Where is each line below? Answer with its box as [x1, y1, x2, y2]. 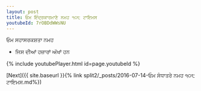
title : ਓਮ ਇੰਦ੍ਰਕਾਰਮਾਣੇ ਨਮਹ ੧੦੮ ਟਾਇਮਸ [6, 14, 98, 20]
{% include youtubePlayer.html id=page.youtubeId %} [6, 60, 141, 68]
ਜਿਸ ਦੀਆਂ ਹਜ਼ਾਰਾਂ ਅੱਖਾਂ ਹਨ [14, 48, 70, 56]
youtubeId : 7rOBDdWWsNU [6, 20, 66, 26]
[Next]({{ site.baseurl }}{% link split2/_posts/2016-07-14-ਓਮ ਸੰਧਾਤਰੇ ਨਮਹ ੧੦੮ [6, 72, 195, 79]
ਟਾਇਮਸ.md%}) [6, 78, 42, 86]
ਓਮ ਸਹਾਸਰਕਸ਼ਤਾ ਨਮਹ [6, 37, 54, 44]
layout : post [6, 8, 39, 15]
